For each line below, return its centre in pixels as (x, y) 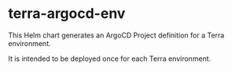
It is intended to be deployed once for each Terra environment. (110, 59)
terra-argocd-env (67, 14)
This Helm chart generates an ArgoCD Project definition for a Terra (116, 35)
